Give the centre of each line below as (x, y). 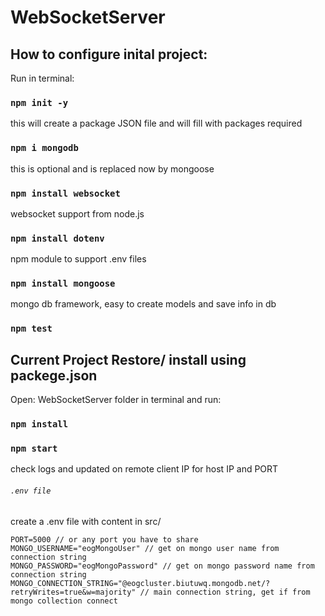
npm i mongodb (44, 148)
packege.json (54, 375)
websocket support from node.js (77, 213)
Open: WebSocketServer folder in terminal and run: (116, 400)
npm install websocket (65, 193)
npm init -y (39, 102)
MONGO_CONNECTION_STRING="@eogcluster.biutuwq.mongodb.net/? (140, 583)
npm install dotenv (57, 238)
